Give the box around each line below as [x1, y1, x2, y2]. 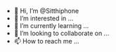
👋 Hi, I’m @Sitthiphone [13, 7, 79, 15]
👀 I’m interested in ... [13, 14, 74, 22]
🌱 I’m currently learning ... [13, 22, 89, 30]
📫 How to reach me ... [13, 37, 79, 45]
